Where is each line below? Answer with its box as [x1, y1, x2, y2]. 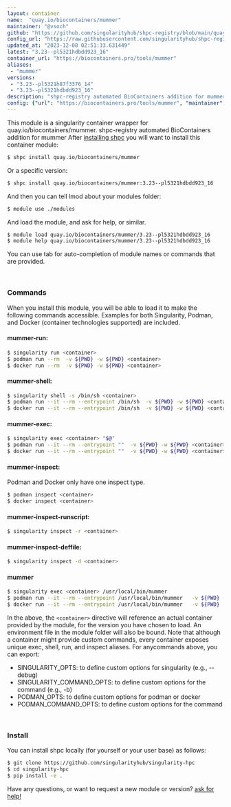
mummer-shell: [7, 377, 53, 385]
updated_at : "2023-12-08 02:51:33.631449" [7, 42, 131, 49]
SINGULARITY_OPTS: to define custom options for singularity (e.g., [16, 663, 208, 671]
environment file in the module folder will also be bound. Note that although [7, 628, 221, 636]
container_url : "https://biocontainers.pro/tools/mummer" [7, 55, 177, 62]
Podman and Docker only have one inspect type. [7, 478, 146, 486]
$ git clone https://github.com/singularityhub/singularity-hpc [7, 759, 195, 766]
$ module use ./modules [7, 205, 76, 212]
